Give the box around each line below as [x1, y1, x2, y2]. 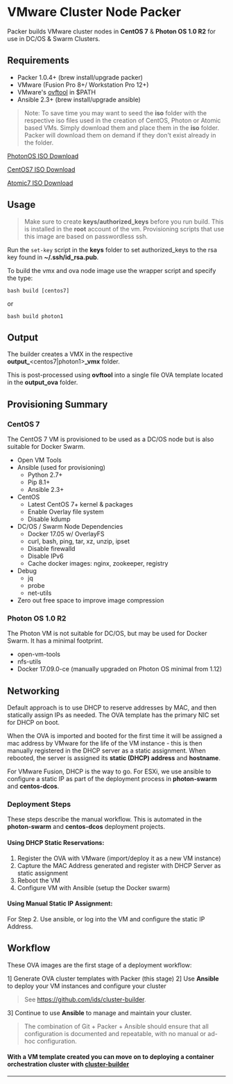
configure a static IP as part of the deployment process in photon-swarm [7, 775, 217, 783]
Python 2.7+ [27, 470, 63, 479]
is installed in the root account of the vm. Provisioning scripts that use [24, 224, 225, 233]
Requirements [7, 55, 69, 67]
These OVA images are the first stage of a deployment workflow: [7, 960, 192, 969]
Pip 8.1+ [27, 478, 51, 486]
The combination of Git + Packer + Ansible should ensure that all [24, 1022, 209, 1030]
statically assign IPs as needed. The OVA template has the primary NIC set [7, 711, 220, 719]
